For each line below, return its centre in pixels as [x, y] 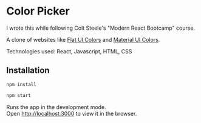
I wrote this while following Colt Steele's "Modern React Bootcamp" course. [101, 28]
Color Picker [38, 11]
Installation [28, 71]
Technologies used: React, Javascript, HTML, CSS [69, 51]
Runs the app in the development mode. [56, 107]
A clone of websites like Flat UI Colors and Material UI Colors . [83, 39]
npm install [21, 84]
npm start [19, 95]
